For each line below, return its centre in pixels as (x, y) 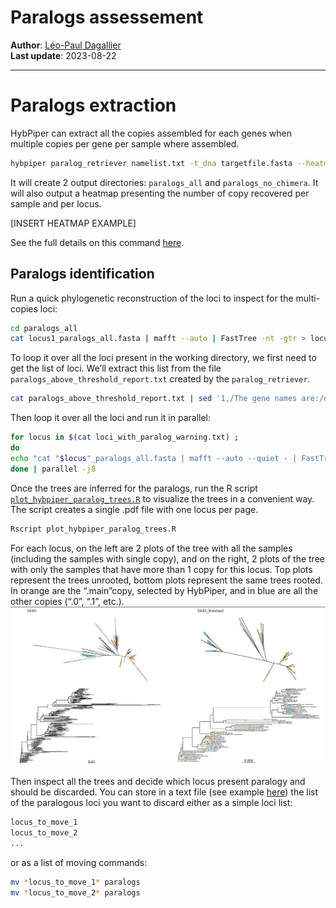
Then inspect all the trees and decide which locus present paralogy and (158, 782)
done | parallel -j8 (53, 469)
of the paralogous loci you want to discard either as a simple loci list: (151, 803)
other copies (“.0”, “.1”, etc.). (67, 601)
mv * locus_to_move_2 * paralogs (75, 892)
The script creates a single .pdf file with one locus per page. (134, 509)
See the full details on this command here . (97, 242)
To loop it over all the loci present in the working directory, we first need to (163, 358)
